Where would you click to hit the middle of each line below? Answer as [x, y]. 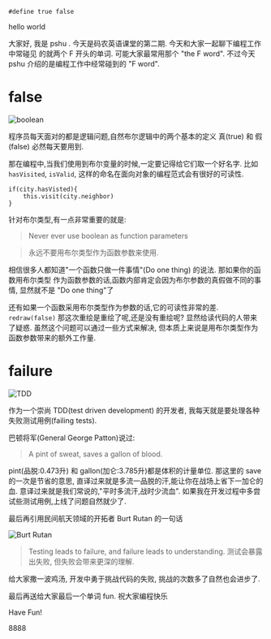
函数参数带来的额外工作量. [52, 338]
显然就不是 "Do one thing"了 [67, 290]
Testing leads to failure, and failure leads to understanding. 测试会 [138, 551]
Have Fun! [26, 612]
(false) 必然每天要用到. [46, 146]
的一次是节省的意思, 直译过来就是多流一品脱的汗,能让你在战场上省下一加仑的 [136, 481]
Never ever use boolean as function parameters [108, 235]
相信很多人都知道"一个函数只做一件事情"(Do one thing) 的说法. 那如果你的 [131, 270]
